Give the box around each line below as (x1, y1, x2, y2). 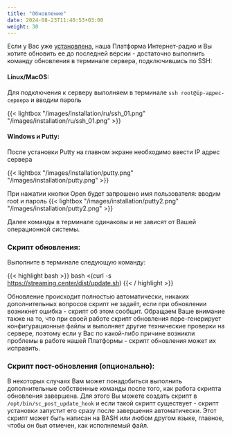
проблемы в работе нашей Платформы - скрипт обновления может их (7, 337, 217, 345)
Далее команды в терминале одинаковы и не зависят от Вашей (7, 217, 196, 226)
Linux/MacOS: (7, 72, 50, 81)
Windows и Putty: (7, 133, 60, 141)
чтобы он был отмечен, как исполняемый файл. (7, 421, 149, 430)
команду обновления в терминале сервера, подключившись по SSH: (7, 57, 213, 65)
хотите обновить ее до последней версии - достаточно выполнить (7, 49, 206, 58)
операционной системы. (7, 225, 80, 233)
